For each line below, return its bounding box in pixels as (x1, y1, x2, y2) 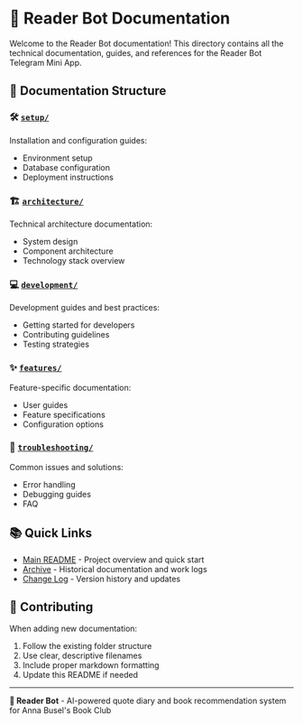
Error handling (22, 478, 76, 490)
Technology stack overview (22, 255, 125, 265)
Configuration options (22, 419, 104, 430)
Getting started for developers (22, 320, 135, 330)
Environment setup (22, 153, 93, 163)
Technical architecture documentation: (9, 218, 153, 229)
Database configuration (22, 162, 111, 172)
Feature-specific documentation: (9, 382, 132, 393)
